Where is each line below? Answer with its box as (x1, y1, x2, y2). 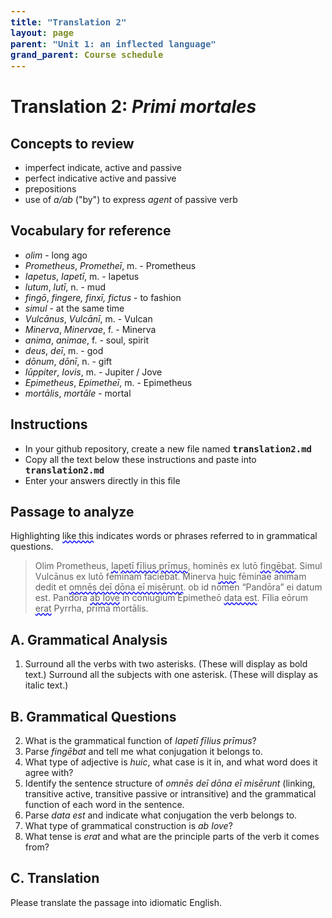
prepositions (24, 183, 77, 195)
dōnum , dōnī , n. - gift (24, 355, 113, 367)
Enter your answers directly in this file (24, 474, 181, 486)
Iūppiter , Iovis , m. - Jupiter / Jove (24, 366, 163, 378)
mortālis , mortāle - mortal (24, 387, 132, 399)
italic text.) (24, 679, 69, 691)
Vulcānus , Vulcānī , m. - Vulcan (24, 312, 153, 325)
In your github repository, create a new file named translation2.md (24, 442, 313, 455)
